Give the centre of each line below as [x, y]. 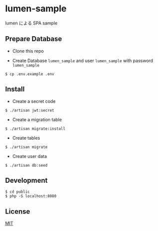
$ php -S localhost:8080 [31, 196]
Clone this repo [28, 51]
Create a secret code [34, 101]
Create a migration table [37, 119]
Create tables [26, 138]
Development [27, 180]
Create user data [30, 156]
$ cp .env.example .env [30, 74]
